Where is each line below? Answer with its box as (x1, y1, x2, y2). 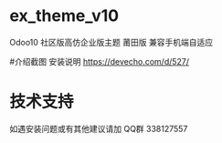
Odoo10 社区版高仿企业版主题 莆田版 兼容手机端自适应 (9, 36, 213, 47)
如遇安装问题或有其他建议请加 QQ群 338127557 (9, 123, 188, 134)
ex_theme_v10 (9, 5, 120, 26)
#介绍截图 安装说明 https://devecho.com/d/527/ (9, 56, 190, 66)
